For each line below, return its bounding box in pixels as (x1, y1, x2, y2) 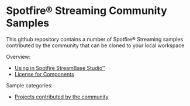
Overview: (6, 53, 31, 60)
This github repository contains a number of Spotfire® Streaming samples (6, 36, 184, 43)
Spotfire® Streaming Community (6, 4, 168, 17)
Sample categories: (6, 82, 53, 89)
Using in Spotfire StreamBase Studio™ (14, 64, 106, 71)
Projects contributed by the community (14, 93, 109, 100)
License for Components (14, 70, 74, 77)
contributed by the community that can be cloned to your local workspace (6, 42, 185, 49)
